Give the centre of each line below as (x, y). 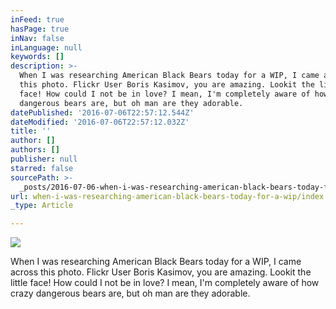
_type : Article (42, 206)
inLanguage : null (46, 47)
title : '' (31, 131)
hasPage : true (40, 29)
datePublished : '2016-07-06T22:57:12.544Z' (102, 112)
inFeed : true (37, 19)
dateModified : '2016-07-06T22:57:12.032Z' (100, 122)
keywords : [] (37, 57)
